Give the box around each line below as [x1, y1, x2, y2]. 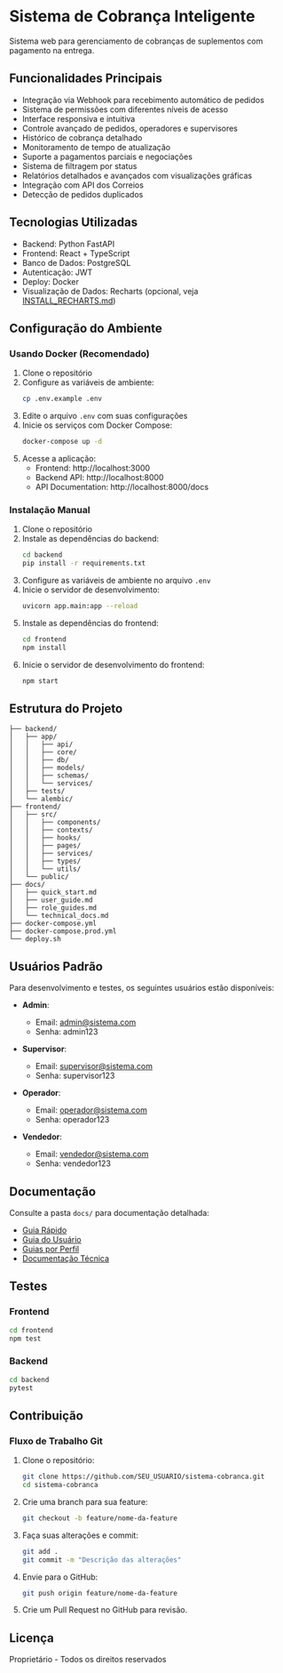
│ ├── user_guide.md [9, 896, 93, 905]
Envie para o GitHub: [21, 1572, 98, 1582]
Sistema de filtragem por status [21, 160, 138, 171]
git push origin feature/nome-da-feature [21, 1589, 177, 1597]
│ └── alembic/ [9, 794, 74, 804]
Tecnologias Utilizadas [9, 215, 138, 230]
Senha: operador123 [35, 1114, 110, 1125]
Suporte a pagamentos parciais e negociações [21, 151, 193, 162]
